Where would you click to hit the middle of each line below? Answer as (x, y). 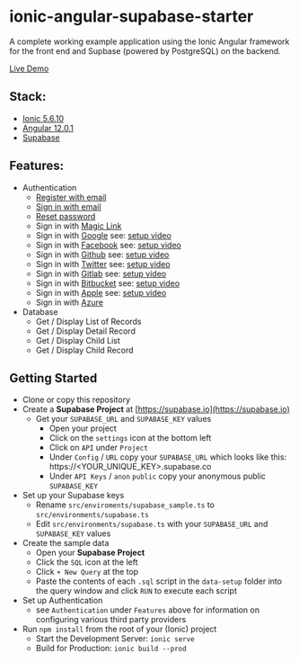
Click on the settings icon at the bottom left (130, 438)
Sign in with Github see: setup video (102, 255)
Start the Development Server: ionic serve (115, 639)
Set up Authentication (62, 601)
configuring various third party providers (111, 620)
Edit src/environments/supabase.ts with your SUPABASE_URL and (152, 524)
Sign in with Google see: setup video (104, 235)
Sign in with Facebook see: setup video (108, 245)
